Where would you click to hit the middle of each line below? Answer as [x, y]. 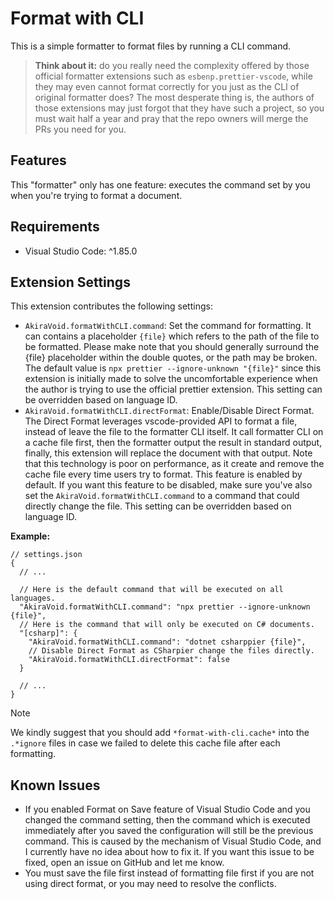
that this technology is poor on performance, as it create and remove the [174, 464]
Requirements [55, 227]
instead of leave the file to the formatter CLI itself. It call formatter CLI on [174, 432]
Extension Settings [70, 282]
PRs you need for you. [80, 129]
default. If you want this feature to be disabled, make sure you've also [168, 485]
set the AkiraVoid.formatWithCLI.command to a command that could [162, 496]
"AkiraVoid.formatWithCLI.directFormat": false [129, 660]
